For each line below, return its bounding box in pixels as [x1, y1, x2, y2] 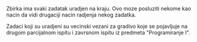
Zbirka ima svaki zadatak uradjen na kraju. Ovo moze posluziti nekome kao [6, 5, 191, 12]
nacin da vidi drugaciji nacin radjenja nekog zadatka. [6, 11, 136, 18]
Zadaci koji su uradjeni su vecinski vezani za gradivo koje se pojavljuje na [6, 23, 188, 30]
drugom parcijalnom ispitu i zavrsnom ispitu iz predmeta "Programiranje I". [6, 29, 190, 36]
